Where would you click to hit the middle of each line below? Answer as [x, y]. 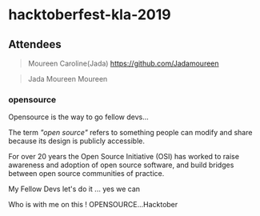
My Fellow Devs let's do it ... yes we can [74, 189]
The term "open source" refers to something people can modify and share [130, 133]
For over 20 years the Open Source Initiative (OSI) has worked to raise [124, 157]
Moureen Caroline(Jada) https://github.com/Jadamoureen [123, 63]
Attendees [35, 44]
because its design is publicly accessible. [77, 141]
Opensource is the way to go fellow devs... [79, 117]
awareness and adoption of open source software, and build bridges [121, 165]
